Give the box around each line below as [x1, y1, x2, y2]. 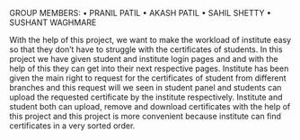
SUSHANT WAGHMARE [9, 17, 97, 28]
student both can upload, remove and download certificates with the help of [9, 101, 291, 111]
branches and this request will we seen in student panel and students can [9, 83, 282, 92]
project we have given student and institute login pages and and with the [9, 54, 278, 64]
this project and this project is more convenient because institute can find [9, 111, 281, 121]
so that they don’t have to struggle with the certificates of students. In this [9, 44, 283, 55]
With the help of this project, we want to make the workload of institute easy [9, 35, 292, 45]
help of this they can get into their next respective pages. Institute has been [9, 63, 289, 74]
